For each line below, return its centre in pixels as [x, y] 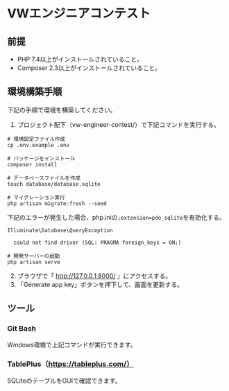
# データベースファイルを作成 [44, 178]
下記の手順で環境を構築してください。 [62, 110]
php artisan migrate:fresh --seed [57, 203]
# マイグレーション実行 [36, 198]
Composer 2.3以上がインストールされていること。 [89, 68]
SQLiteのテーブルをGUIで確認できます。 [64, 381]
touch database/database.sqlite [54, 184]
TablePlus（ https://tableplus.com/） [70, 364]
